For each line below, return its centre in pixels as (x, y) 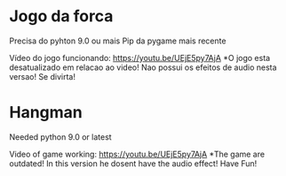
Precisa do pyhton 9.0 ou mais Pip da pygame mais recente (118, 41)
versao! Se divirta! (42, 76)
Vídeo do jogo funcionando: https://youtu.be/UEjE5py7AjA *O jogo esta (140, 57)
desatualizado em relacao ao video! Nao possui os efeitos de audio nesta (143, 67)
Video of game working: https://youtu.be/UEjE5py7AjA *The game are (137, 154)
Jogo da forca (61, 16)
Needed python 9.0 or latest (61, 137)
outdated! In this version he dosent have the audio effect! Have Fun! (133, 163)
